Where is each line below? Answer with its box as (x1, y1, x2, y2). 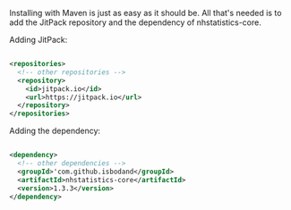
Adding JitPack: (9, 35, 68, 45)
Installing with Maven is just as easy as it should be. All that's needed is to (9, 8, 282, 18)
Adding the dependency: (9, 125, 101, 137)
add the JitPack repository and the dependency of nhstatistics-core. (9, 17, 261, 28)
